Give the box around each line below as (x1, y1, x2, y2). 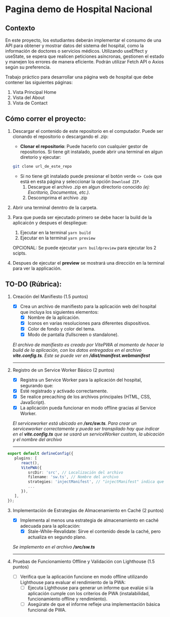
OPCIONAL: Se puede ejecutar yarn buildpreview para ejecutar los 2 (12, 244, 157, 250)
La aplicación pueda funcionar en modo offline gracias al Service (20, 405, 156, 411)
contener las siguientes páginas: (5, 80, 73, 85)
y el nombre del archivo (12, 437, 62, 443)
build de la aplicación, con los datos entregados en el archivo (12, 347, 142, 353)
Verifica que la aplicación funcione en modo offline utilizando (20, 573, 148, 579)
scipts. (12, 250, 27, 256)
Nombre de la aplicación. (27, 314, 80, 320)
